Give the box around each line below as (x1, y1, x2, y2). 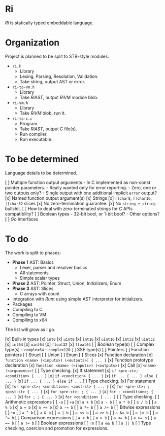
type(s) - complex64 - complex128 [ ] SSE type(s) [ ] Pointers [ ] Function (5, 346, 149, 352)
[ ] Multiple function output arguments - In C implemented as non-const (5, 179, 151, 185)
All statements (19, 270, 49, 276)
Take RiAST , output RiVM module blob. (19, 94, 99, 100)
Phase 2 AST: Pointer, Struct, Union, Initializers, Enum (12, 280, 122, 286)
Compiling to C (12, 306, 43, 312)
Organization (5, 37, 60, 48)
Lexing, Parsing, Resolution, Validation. (19, 73, 99, 79)
